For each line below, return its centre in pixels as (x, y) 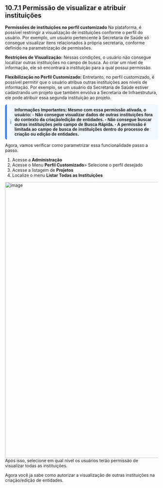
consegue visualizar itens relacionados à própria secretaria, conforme (75, 43)
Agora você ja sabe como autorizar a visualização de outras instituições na (80, 475)
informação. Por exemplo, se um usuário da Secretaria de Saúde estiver (77, 87)
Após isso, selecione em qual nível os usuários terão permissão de (72, 460)
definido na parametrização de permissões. (49, 48)
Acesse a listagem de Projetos (43, 170)
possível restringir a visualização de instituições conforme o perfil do (74, 32)
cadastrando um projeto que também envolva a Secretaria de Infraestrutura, (81, 92)
